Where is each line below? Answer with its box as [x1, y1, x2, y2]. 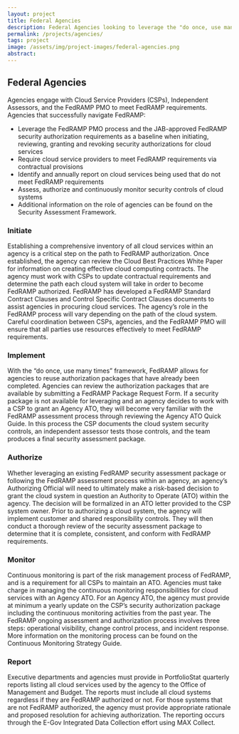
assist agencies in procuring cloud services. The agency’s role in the [7, 302, 208, 311]
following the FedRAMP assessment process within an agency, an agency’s [7, 476, 228, 485]
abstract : [7, 51, 37, 58]
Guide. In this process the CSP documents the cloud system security [7, 420, 209, 428]
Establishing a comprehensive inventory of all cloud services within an [7, 242, 213, 250]
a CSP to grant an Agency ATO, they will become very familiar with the [7, 404, 213, 413]
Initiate [7, 225, 32, 235]
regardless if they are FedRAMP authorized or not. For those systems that [7, 696, 223, 704]
